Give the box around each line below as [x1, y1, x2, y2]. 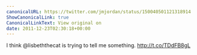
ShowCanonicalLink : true [6, 14, 69, 20]
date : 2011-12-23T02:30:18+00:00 [6, 25, 91, 32]
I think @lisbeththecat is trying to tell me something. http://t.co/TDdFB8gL [6, 42, 191, 49]
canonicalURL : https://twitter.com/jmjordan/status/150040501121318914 [6, 8, 191, 15]
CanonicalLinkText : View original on [6, 20, 102, 26]
